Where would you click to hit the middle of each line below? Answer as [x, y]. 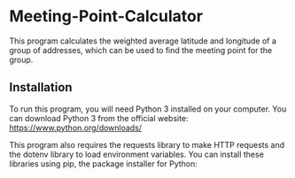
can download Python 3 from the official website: [99, 118]
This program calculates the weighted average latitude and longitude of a [143, 41]
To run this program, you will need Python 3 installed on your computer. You [148, 109]
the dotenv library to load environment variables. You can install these [136, 154]
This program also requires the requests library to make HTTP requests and [147, 144]
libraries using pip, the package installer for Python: [103, 163]
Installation [41, 87]
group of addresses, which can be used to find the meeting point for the [141, 50]
